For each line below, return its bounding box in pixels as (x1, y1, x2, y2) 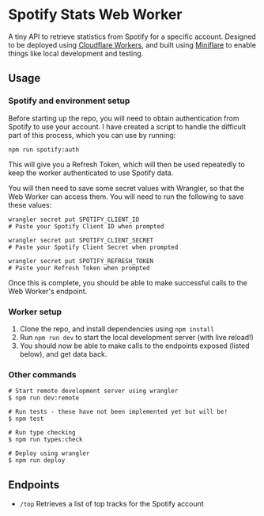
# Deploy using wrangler (8, 449, 90, 457)
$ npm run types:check (8, 436, 83, 444)
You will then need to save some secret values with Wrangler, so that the (8, 183, 245, 193)
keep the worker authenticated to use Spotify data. (8, 168, 174, 178)
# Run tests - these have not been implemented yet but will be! (8, 408, 228, 416)
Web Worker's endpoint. (8, 286, 88, 296)
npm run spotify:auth (8, 145, 80, 154)
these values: (8, 200, 52, 209)
